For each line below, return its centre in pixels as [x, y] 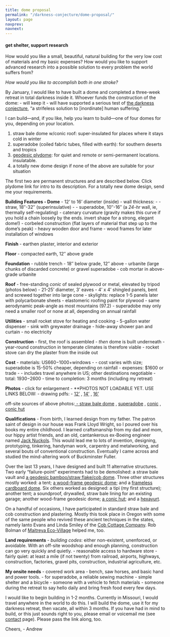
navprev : [14, 24]
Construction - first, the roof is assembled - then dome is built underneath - [85, 342]
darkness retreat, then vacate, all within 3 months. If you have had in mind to [85, 609]
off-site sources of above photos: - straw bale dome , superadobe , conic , [83, 404]
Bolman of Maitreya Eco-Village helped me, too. [55, 530]
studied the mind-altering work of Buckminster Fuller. [61, 457]
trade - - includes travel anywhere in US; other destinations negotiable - [80, 373]
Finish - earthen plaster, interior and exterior [52, 244]
